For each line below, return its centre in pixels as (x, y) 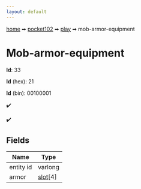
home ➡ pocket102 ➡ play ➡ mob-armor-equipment (70, 29)
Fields (18, 140)
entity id (21, 167)
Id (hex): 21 (20, 81)
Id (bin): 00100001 (29, 93)
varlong (49, 167)
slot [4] (47, 177)
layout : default (26, 12)
